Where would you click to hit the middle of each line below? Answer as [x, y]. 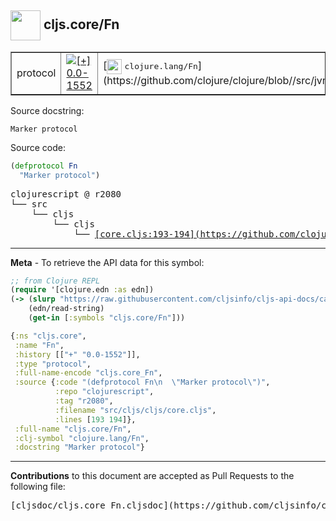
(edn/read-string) [66, 309]
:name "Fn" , [39, 345]
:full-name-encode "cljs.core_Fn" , [88, 373]
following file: [38, 487]
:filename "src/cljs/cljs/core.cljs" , [135, 410]
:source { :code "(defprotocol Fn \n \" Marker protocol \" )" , [142, 382]
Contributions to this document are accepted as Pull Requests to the [152, 476]
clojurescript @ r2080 [66, 194]
